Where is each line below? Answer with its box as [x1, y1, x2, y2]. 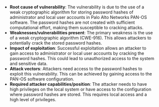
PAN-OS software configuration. [9, 76, 74, 82]
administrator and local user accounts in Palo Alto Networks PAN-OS [9, 15, 147, 20]
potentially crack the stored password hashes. [9, 40, 102, 46]
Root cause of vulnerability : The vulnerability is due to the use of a [9, 4, 144, 10]
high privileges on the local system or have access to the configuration [9, 87, 152, 92]
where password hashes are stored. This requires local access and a [9, 92, 147, 97]
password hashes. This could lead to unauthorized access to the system [9, 56, 154, 61]
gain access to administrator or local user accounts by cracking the [9, 50, 144, 56]
